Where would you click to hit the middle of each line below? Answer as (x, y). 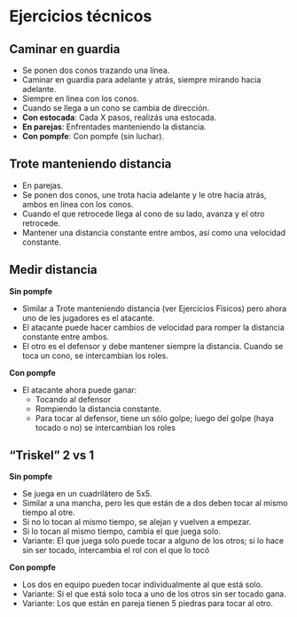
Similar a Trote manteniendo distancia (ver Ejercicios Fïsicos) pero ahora (154, 308)
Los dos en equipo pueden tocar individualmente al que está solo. (142, 585)
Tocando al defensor (73, 399)
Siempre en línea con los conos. (81, 98)
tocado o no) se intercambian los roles (105, 427)
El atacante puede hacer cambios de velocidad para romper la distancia (153, 327)
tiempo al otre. (48, 512)
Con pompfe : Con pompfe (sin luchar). (93, 136)
